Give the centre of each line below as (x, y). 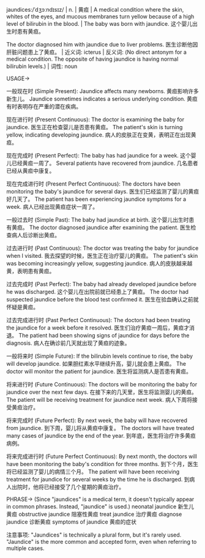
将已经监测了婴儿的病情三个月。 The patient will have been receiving (93, 472)
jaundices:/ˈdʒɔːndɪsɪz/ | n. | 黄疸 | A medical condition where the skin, (95, 9)
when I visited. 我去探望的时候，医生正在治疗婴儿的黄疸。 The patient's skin (102, 256)
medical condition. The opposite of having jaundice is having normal (92, 59)
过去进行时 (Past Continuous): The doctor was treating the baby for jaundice (102, 248)
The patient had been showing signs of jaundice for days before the (104, 335)
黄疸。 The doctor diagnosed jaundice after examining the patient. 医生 (101, 227)
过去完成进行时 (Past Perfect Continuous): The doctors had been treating (99, 320)
